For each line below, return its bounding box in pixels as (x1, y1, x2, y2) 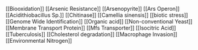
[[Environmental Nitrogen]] (5, 37, 72, 44)
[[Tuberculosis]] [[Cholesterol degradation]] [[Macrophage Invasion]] (5, 31, 177, 38)
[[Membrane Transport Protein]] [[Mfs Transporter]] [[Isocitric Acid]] (5, 24, 176, 31)
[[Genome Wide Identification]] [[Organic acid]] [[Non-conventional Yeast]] (5, 18, 193, 25)
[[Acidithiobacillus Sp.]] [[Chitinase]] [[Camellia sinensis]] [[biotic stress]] (5, 11, 188, 19)
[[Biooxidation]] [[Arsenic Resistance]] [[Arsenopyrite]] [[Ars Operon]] (5, 5, 180, 12)
